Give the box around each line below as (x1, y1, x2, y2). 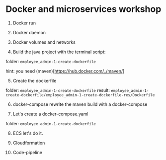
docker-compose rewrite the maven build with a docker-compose (12, 101, 148, 107)
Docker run (12, 20, 36, 26)
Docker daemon (12, 29, 46, 35)
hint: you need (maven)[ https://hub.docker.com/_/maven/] (5, 68, 125, 74)
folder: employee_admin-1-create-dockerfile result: (5, 87, 110, 93)
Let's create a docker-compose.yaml (12, 111, 88, 117)
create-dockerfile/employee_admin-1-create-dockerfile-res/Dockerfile (5, 92, 155, 97)
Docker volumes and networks (12, 39, 76, 45)
